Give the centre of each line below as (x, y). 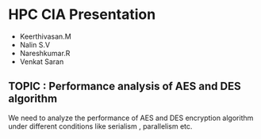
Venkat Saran (42, 62)
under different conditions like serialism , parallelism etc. (100, 126)
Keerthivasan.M (45, 36)
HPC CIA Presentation (82, 15)
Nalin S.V (35, 44)
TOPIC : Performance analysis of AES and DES (125, 86)
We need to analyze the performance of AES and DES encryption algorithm (131, 118)
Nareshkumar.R (45, 53)
